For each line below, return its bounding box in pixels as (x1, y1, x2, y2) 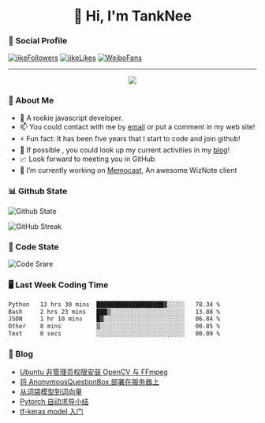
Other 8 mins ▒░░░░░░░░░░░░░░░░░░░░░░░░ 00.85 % (8, 323, 221, 331)
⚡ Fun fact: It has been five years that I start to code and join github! (19, 133, 241, 143)
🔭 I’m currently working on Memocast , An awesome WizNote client (19, 165, 237, 174)
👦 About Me (8, 95, 54, 106)
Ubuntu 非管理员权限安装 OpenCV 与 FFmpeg (19, 367, 168, 377)
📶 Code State (8, 241, 59, 252)
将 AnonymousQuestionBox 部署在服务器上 (19, 377, 160, 387)
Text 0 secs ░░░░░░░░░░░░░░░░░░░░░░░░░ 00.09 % (8, 330, 221, 338)
